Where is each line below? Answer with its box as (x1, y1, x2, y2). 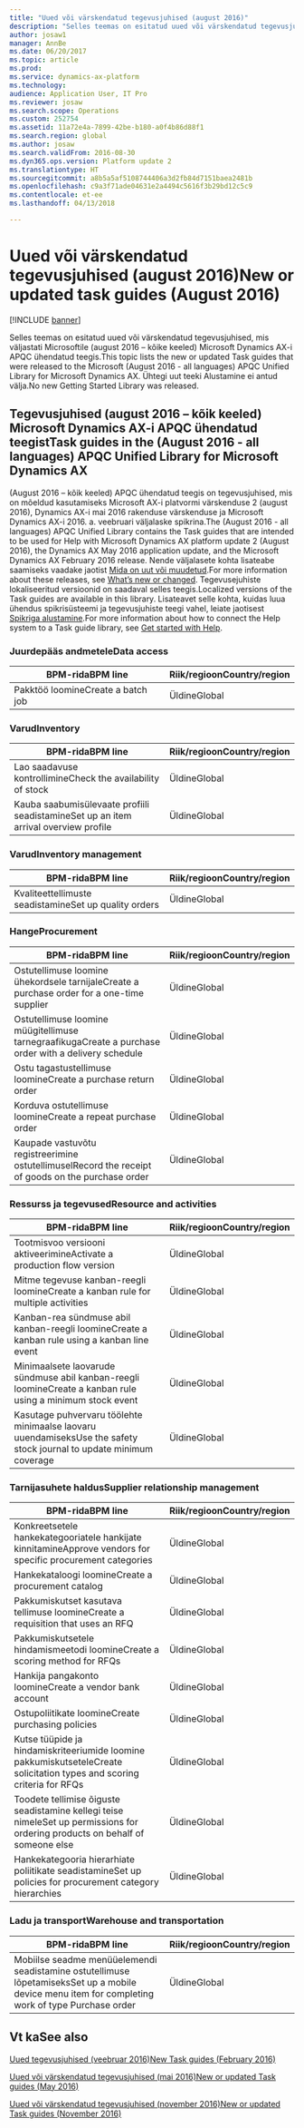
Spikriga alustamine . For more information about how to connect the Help (9, 612, 280, 623)
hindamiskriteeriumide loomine (14, 1744, 146, 1757)
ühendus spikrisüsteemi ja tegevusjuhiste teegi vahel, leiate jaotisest (9, 602, 265, 613)
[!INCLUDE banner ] (9, 314, 81, 325)
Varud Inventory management (9, 848, 142, 861)
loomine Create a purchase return (14, 1072, 155, 1085)
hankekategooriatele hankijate (14, 1531, 142, 1544)
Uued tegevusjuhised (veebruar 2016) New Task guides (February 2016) (9, 2054, 276, 2065)
